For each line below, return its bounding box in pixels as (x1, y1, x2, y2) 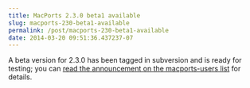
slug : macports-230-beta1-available (8, 19, 130, 27)
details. (8, 72, 33, 82)
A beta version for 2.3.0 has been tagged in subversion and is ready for (8, 55, 242, 65)
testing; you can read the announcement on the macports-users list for (8, 64, 241, 74)
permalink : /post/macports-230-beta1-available (8, 26, 170, 34)
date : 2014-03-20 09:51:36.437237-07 (8, 33, 134, 42)
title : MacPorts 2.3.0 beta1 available (8, 11, 141, 20)
